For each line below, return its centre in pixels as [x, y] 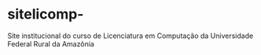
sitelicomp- [46, 14]
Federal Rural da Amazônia [51, 43]
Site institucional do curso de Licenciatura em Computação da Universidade [130, 36]
